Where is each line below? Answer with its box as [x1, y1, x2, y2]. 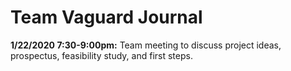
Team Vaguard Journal [10, 6, 203, 29]
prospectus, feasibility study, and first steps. [10, 49, 193, 61]
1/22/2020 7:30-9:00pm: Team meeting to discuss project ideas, [10, 39, 282, 51]
